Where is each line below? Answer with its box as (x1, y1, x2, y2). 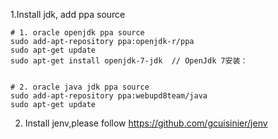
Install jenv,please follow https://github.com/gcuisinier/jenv (24, 117, 268, 129)
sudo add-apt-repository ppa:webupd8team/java (10, 91, 208, 101)
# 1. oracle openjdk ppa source (10, 28, 145, 38)
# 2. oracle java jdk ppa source (10, 82, 150, 92)
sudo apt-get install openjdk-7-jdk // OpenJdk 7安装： (10, 56, 248, 66)
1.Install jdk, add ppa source (10, 9, 126, 20)
